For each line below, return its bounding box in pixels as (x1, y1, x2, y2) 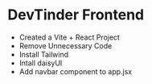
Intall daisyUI (18, 58, 63, 68)
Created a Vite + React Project (18, 32, 120, 42)
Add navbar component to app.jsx (18, 66, 133, 76)
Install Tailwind (18, 49, 69, 59)
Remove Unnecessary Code (18, 40, 113, 50)
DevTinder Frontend (7, 6, 145, 24)
